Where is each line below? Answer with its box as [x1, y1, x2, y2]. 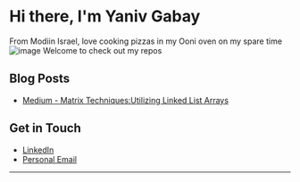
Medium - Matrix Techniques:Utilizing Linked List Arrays [21, 95, 229, 105]
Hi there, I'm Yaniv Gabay [9, 6, 201, 27]
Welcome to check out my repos [43, 45, 162, 55]
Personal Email [21, 153, 78, 164]
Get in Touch [9, 120, 82, 136]
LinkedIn [21, 145, 54, 155]
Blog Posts [9, 71, 71, 87]
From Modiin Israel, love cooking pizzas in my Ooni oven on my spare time [9, 36, 283, 46]
